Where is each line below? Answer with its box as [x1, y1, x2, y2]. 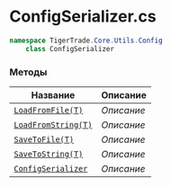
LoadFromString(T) [13, 120, 93, 129]
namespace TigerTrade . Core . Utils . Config [9, 36, 164, 45]
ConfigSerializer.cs [9, 6, 157, 27]
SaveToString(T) [13, 148, 84, 159]
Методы [9, 66, 48, 78]
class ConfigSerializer [25, 44, 115, 53]
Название [31, 88, 76, 101]
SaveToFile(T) [13, 134, 75, 145]
